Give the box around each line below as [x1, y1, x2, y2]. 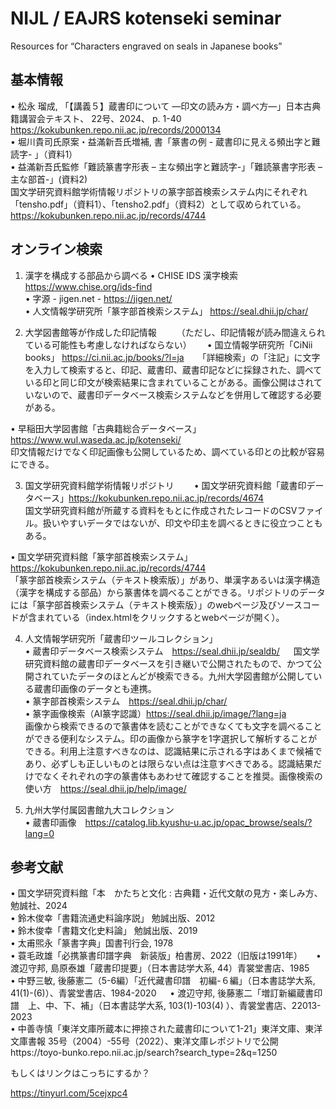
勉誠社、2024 [10, 900, 68, 912]
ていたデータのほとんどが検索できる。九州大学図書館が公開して [51, 670, 314, 682]
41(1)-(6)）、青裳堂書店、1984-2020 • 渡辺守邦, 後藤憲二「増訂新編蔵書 [10, 987, 315, 999]
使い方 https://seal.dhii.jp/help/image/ [24, 782, 187, 794]
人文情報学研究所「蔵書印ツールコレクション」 [24, 632, 218, 644]
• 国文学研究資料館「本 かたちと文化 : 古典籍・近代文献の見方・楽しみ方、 [10, 887, 323, 899]
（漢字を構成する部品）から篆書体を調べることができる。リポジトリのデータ [10, 586, 326, 598]
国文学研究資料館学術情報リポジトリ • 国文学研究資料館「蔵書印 [24, 479, 307, 491]
